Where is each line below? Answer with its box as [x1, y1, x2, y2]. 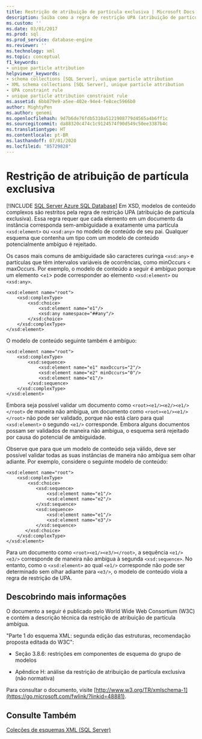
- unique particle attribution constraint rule [6, 93, 128, 99]
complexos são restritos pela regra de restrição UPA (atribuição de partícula [6, 209, 195, 216]
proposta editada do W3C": [6, 638, 74, 646]
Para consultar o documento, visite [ [6, 687, 96, 694]
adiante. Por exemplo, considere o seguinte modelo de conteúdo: [6, 458, 168, 465]
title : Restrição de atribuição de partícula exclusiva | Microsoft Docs [6, 8, 195, 15]
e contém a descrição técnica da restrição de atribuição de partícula [6, 614, 176, 621]
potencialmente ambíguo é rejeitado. [6, 241, 97, 248]
